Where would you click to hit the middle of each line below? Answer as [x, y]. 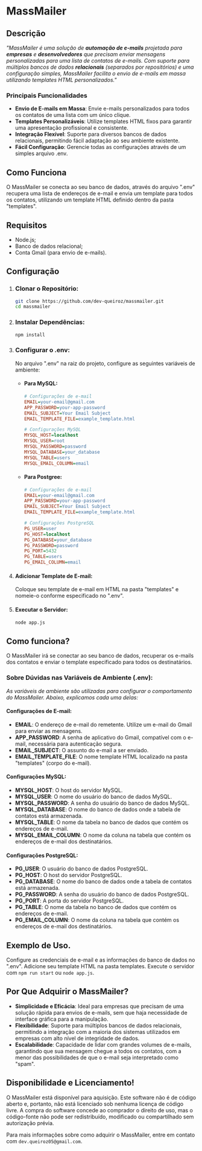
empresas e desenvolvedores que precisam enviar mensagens [86, 54]
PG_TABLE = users [43, 557]
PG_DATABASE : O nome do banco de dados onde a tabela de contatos [103, 881]
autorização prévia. [30, 1123]
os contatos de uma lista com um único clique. [73, 115]
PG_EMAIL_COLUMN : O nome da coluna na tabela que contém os [97, 920]
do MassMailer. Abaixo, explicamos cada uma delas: [72, 697]
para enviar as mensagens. [49, 731]
